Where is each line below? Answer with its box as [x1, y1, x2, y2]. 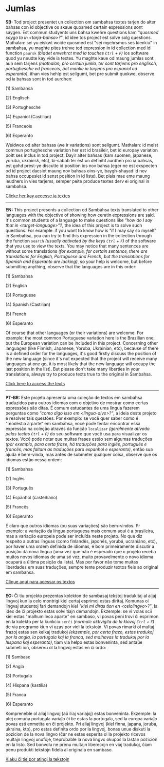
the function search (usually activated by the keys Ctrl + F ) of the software [5, 238, 156, 243]
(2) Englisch [5, 94, 30, 100]
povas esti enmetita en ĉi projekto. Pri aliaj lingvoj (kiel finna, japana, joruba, [5, 721, 158, 727]
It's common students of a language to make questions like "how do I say [5, 217, 153, 223]
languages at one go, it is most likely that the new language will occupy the [5, 361, 156, 367]
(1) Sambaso [5, 654, 31, 660]
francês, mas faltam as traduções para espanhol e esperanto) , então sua [5, 446, 153, 452]
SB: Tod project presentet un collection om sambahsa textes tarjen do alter [5, 19, 156, 25]
